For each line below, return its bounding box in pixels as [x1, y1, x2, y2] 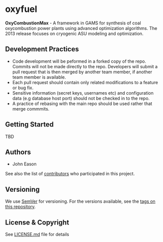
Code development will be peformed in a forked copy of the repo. [12, 58, 146, 64]
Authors [5, 148, 31, 156]
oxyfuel [5, 3, 37, 15]
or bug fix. [12, 85, 34, 91]
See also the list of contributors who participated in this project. [5, 171, 135, 177]
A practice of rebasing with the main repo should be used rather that [12, 101, 153, 107]
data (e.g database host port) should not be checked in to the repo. [12, 95, 150, 101]
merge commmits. [12, 106, 50, 112]
